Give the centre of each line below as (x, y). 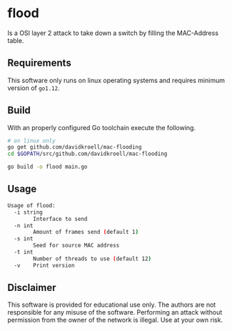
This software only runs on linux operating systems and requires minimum (116, 80)
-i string (28, 212)
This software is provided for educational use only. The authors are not (112, 305)
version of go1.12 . (34, 88)
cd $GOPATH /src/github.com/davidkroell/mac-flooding (87, 154)
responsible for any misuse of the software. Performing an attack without (115, 312)
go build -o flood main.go (47, 167)
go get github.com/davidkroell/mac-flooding (75, 147)
